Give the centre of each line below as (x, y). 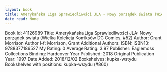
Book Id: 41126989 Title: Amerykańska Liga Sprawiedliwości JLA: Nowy (78, 33)
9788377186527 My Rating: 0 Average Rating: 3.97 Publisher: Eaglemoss (80, 49)
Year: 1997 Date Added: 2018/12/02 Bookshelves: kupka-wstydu (71, 59)
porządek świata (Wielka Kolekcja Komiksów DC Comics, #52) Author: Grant (83, 38)
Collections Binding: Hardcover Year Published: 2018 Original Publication (80, 54)
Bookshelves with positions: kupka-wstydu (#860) (57, 64)
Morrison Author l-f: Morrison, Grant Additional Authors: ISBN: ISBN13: (77, 43)
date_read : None (22, 19)
